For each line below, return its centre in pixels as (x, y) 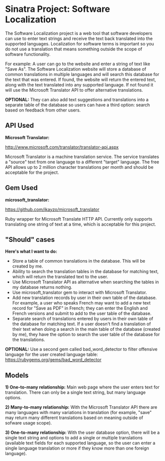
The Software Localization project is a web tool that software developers (79, 33)
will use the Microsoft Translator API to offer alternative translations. (74, 90)
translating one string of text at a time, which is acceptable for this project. (81, 224)
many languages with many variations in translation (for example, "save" (78, 413)
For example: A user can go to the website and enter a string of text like (78, 64)
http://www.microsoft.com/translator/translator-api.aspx (62, 147)
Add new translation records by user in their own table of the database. (84, 298)
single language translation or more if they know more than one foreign (77, 448)
